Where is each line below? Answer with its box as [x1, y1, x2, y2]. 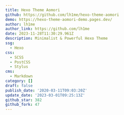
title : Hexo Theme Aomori [5, 7, 60, 13]
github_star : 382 [5, 97, 42, 102]
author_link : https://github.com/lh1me [5, 26, 90, 32]
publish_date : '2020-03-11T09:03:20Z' [5, 88, 87, 93]
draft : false [5, 83, 33, 88]
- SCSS [10, 54, 24, 60]
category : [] [5, 78, 33, 83]
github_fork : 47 [5, 102, 40, 107]
